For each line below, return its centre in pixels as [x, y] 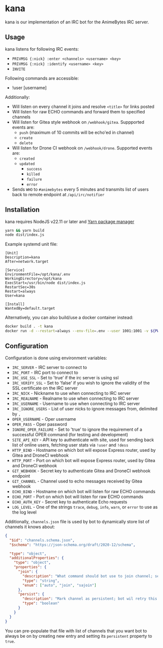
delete [26, 143]
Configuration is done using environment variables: [56, 358]
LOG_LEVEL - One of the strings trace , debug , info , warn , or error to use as [85, 507]
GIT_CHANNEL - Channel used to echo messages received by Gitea [77, 481]
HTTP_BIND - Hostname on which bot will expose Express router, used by [84, 450]
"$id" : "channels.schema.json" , [42, 540]
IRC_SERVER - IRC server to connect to [49, 367]
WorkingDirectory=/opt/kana [33, 279]
